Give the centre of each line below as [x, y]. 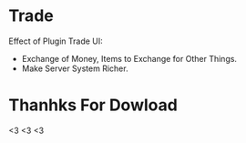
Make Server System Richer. [75, 68]
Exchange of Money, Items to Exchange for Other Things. [129, 58]
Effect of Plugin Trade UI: [56, 41]
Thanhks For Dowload [93, 105]
